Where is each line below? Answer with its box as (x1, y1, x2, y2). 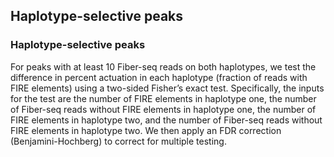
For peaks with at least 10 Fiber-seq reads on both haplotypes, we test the (10, 60, 317, 73)
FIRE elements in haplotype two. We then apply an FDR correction (10, 124, 282, 136)
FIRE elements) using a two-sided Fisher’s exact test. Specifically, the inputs (10, 82, 325, 94)
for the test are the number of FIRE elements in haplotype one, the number (10, 92, 317, 104)
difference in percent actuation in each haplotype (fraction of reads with (10, 71, 308, 83)
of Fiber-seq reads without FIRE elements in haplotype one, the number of (10, 103, 317, 115)
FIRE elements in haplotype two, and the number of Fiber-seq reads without (10, 114, 323, 126)
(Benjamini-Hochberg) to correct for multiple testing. (10, 135, 227, 147)
